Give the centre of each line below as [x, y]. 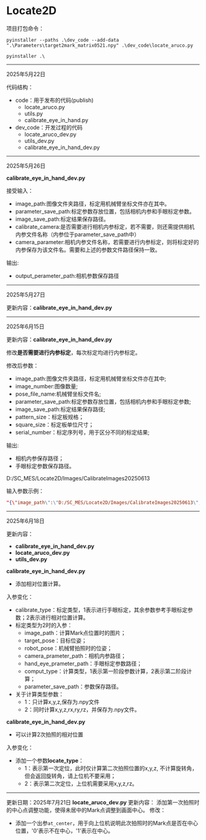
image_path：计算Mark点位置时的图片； [75, 633]
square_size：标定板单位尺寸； [54, 425]
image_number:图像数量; [46, 386]
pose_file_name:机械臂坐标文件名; [58, 394]
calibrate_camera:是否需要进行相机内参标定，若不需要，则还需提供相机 [105, 226]
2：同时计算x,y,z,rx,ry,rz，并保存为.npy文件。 [82, 709]
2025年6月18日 [25, 521]
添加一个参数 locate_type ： [49, 760]
